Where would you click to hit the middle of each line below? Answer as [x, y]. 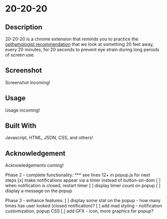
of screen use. [20, 55]
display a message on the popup [39, 191]
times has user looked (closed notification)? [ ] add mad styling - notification [83, 206]
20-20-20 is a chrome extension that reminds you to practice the [72, 39]
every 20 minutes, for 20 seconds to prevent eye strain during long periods [82, 50]
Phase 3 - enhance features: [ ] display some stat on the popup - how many [83, 201]
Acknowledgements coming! [34, 165]
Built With [21, 126]
